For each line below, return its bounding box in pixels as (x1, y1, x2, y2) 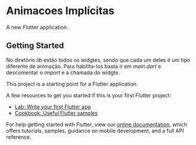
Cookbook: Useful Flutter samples (14, 109, 98, 116)
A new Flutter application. (6, 24, 68, 31)
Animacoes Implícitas (6, 4, 115, 18)
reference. (6, 133, 31, 140)
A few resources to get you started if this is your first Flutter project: (6, 91, 171, 98)
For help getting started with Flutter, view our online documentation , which (6, 121, 188, 128)
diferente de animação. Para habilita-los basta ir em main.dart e (6, 62, 161, 70)
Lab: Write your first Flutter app (14, 103, 92, 110)
